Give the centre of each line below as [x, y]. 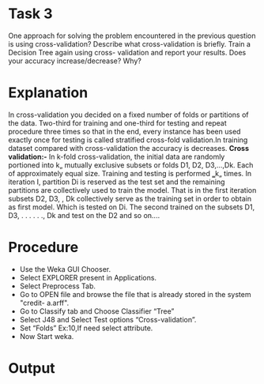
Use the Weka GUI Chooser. [65, 269]
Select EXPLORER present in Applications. [88, 277]
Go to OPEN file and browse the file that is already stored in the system [135, 294]
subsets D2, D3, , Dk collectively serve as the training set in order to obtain [130, 198]
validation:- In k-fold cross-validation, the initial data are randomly [117, 156]
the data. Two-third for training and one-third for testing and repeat [117, 122]
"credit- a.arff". [44, 303]
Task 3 [30, 14]
